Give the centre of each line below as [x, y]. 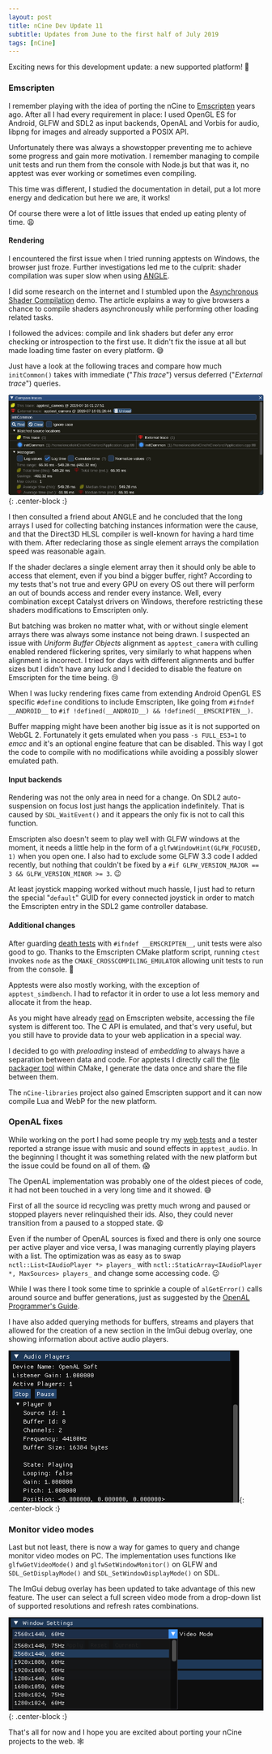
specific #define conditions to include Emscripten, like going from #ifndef [132, 702]
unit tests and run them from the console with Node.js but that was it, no [129, 164]
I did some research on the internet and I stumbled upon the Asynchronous [134, 291]
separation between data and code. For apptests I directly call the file [124, 1059]
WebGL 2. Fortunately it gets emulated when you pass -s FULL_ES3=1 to [127, 735]
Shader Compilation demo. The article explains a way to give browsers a [129, 300]
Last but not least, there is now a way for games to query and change [124, 1547]
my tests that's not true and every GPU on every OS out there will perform [132, 584]
